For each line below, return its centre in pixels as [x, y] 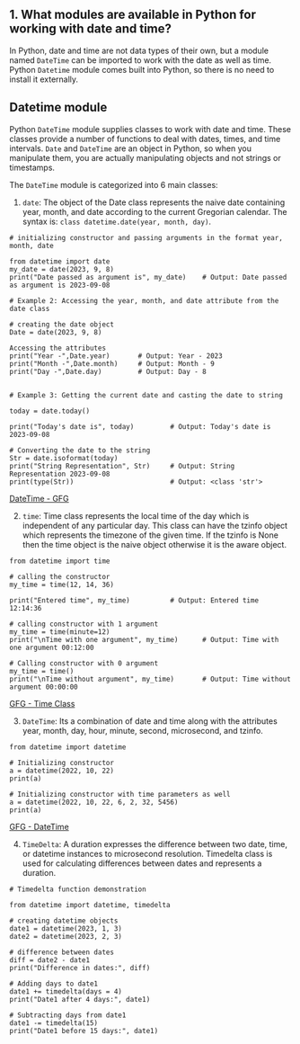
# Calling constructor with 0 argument [84, 663]
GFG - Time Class [42, 703]
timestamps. [32, 167]
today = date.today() [50, 411]
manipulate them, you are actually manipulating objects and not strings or [145, 157]
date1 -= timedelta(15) [54, 1023]
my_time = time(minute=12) [60, 632]
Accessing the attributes [57, 348]
